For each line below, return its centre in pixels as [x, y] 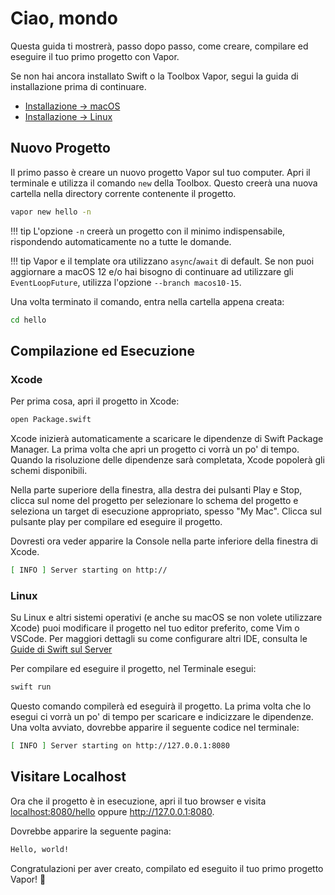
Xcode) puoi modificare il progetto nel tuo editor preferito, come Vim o [155, 628]
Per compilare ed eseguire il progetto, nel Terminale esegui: [133, 669]
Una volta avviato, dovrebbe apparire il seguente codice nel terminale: [155, 728]
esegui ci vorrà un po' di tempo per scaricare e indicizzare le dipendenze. [162, 717]
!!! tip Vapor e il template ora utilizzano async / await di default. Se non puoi [162, 261]
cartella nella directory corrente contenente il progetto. [123, 193]
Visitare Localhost [68, 777]
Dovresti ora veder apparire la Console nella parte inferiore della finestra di [164, 541]
